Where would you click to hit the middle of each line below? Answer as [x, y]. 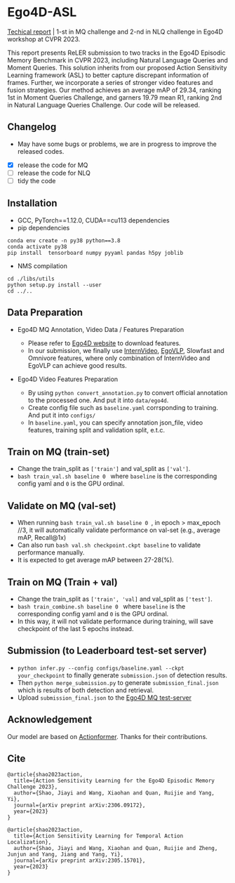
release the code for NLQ [54, 173]
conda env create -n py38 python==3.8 [64, 240]
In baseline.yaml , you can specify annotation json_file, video [115, 423]
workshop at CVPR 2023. [44, 39]
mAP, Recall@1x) [42, 538]
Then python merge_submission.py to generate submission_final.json [118, 682]
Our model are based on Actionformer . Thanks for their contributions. [108, 736]
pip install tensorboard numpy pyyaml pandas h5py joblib [95, 253]
